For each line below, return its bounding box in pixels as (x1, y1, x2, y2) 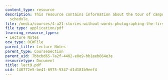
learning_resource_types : (5, 30, 59, 35)
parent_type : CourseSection (5, 49, 64, 54)
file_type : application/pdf (5, 26, 64, 31)
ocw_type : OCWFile (5, 40, 43, 45)
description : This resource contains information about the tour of (5, 12, 151, 17)
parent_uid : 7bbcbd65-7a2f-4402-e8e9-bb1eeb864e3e (5, 53, 113, 59)
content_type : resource (5, 7, 55, 12)
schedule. (9, 16, 30, 21)
